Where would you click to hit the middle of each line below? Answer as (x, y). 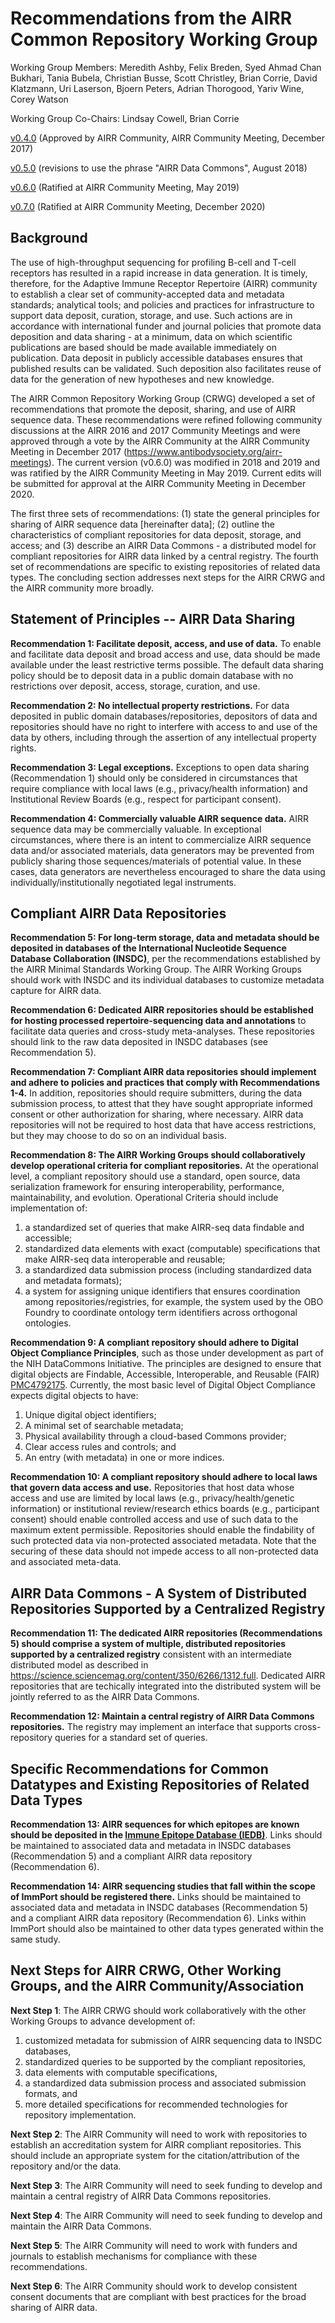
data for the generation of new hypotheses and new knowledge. (142, 379)
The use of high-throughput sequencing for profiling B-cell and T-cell (153, 262)
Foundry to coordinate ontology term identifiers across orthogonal (161, 1313)
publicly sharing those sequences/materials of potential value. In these (156, 861)
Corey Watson (39, 99)
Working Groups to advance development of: (103, 2021)
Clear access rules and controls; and (100, 1447)
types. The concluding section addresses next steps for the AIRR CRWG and (168, 577)
